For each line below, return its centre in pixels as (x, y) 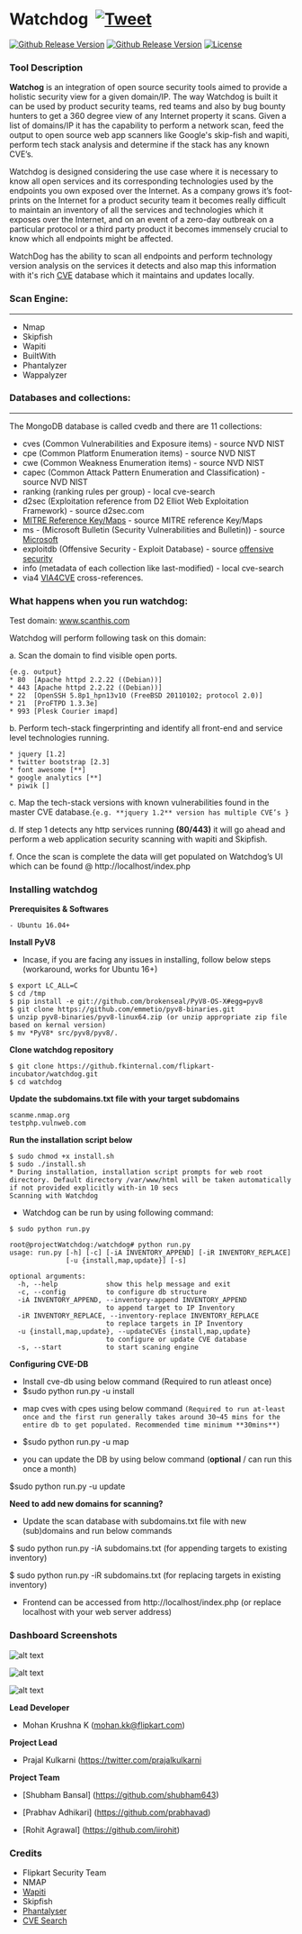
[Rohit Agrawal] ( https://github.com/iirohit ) (101, 1829)
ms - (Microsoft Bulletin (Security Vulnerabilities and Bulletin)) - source (154, 529)
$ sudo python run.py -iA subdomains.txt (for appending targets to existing (148, 1548)
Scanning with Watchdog (54, 1196)
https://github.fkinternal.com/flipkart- (136, 1067)
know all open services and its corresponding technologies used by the (142, 181)
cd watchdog (40, 1082)
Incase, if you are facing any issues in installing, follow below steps (147, 960)
